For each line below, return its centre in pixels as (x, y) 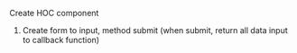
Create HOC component (54, 13)
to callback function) (61, 40)
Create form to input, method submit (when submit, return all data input (155, 30)
